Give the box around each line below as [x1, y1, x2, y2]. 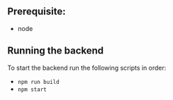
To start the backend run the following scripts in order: [7, 63, 167, 72]
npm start [17, 86, 48, 93]
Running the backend [7, 45, 104, 57]
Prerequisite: [7, 6, 66, 18]
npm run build [17, 78, 60, 85]
